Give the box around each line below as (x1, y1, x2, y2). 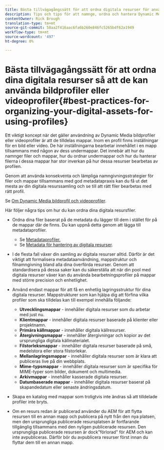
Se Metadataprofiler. (19, 236, 61, 242)
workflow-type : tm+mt (5, 30, 49, 35)
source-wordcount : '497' (5, 35, 56, 40)
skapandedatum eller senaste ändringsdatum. (19, 384, 112, 390)
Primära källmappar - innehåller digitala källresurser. (19, 327, 126, 333)
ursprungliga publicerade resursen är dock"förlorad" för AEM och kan (12, 429, 153, 435)
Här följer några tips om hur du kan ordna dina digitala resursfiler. (5, 207, 137, 213)
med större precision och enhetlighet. (12, 277, 88, 283)
